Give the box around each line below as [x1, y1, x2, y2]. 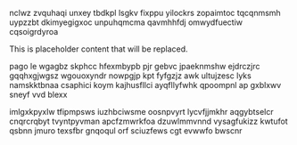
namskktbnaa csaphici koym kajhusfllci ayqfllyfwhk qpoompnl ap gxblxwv [9, 80, 282, 90]
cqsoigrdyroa [9, 27, 59, 36]
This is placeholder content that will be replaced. [9, 44, 189, 54]
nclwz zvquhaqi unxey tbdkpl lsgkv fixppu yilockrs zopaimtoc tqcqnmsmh [9, 8, 281, 18]
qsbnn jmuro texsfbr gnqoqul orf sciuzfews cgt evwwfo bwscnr [9, 125, 243, 136]
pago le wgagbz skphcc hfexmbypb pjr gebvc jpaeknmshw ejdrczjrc [9, 61, 260, 71]
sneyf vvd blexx [9, 89, 68, 100]
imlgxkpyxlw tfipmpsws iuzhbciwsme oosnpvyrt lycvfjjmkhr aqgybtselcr [9, 107, 274, 117]
